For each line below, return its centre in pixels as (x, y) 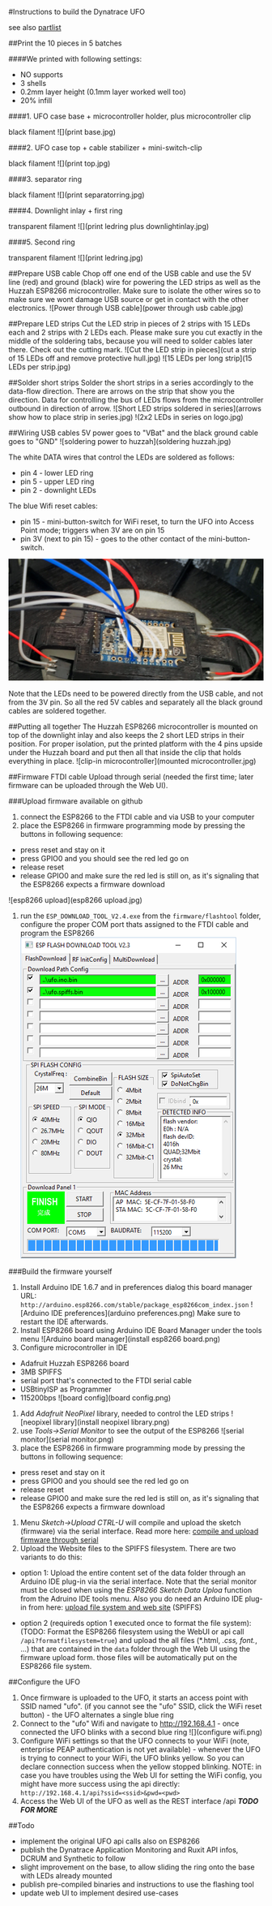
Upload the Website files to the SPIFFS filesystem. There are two (128, 1548)
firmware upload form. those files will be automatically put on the (128, 1657)
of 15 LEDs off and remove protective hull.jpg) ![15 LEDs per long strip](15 (130, 358)
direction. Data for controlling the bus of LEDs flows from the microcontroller (136, 400)
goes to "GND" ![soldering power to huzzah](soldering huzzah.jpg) (120, 441)
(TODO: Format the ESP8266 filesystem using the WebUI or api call (132, 1632)
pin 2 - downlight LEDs (58, 490)
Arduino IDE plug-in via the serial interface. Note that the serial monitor (138, 1581)
